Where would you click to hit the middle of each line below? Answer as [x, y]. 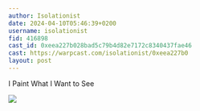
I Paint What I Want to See [51, 83]
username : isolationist [48, 31]
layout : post [30, 61]
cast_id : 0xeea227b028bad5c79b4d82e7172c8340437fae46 [100, 46]
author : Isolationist [45, 16]
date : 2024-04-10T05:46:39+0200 [62, 23]
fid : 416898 [28, 38]
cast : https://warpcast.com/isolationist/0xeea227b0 [98, 53]
